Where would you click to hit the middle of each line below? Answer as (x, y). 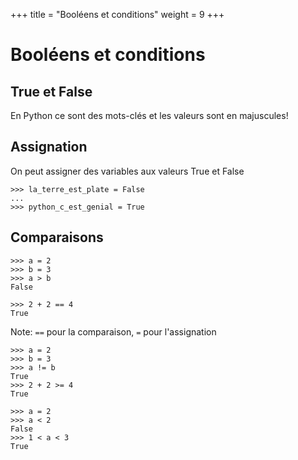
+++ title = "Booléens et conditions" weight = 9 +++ (117, 14)
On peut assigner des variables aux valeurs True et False (127, 171)
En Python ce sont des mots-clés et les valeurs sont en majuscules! (149, 115)
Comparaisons (57, 237)
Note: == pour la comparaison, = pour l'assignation (113, 331)
